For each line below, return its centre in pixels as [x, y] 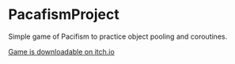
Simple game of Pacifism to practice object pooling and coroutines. [118, 36]
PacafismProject [64, 15]
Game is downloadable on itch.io [61, 51]
